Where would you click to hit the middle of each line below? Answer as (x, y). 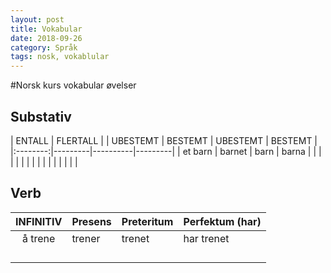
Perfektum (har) (222, 221)
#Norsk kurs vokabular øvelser (73, 85)
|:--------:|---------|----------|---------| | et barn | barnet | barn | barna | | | (166, 151)
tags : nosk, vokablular (60, 57)
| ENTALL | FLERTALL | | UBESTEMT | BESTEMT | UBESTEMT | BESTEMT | (164, 140)
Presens (91, 221)
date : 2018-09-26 (46, 38)
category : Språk (44, 47)
